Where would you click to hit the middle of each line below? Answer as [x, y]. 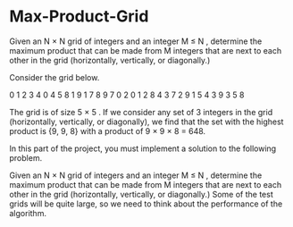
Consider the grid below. [54, 77]
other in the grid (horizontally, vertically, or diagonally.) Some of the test [142, 194]
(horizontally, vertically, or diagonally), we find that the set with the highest [146, 122]
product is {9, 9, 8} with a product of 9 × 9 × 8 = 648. [108, 130]
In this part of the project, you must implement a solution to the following [143, 148]
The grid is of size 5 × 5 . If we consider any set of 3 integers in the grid [141, 112]
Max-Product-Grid [79, 17]
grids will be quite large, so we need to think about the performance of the [146, 204]
